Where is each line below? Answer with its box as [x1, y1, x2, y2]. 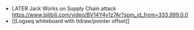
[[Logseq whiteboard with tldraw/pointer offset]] [11, 18, 130, 24]
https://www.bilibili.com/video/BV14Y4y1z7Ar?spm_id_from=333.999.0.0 [11, 11, 188, 18]
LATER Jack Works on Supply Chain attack [11, 5, 117, 12]
